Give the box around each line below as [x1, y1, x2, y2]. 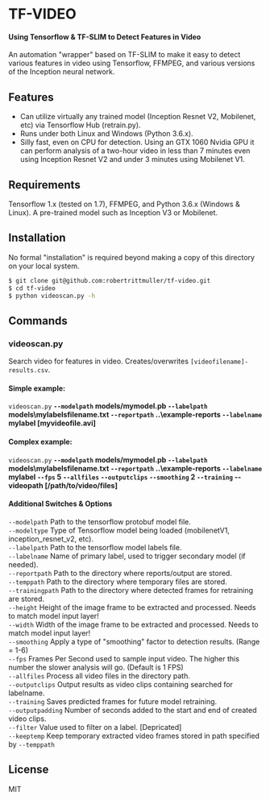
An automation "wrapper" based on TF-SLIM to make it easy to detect [8, 50, 241, 60]
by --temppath [8, 739, 55, 749]
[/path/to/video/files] [44, 480, 118, 490]
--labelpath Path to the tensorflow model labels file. [8, 542, 182, 552]
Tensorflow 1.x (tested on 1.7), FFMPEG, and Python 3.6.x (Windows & [8, 199, 240, 209]
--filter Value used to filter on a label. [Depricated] [8, 722, 182, 732]
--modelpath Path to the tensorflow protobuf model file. [8, 516, 191, 526]
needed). [8, 559, 39, 569]
